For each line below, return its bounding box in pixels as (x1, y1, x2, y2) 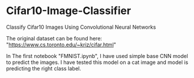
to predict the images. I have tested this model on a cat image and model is (6, 59, 189, 66)
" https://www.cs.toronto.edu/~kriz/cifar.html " (6, 41, 117, 48)
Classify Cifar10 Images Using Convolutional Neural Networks (6, 23, 156, 30)
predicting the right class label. (6, 65, 81, 72)
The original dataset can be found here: (6, 35, 102, 42)
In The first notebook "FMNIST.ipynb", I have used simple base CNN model (6, 52, 189, 59)
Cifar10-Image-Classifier (6, 4, 131, 18)
